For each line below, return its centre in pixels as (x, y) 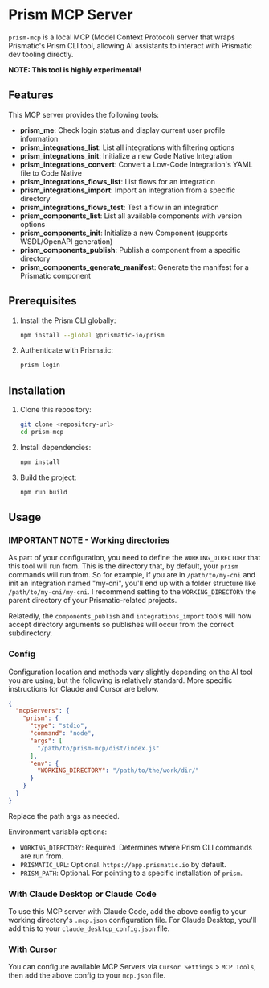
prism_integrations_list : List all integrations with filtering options (127, 147)
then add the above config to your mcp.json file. (87, 975)
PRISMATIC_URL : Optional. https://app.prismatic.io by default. (123, 864)
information (39, 138)
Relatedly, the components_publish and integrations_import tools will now (130, 616)
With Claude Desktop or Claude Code (82, 894)
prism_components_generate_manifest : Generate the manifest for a (134, 267)
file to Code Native (51, 173)
